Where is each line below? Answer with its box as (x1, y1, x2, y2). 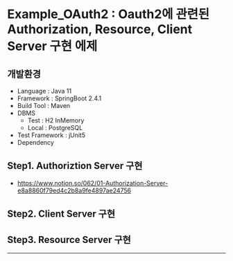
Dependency (17, 138, 54, 146)
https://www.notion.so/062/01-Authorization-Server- (17, 179, 169, 187)
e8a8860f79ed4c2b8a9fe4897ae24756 (17, 186, 132, 195)
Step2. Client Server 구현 (7, 208, 116, 220)
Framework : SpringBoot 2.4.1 (17, 94, 102, 102)
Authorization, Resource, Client (7, 21, 193, 37)
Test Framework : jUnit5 (17, 131, 86, 139)
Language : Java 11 (17, 87, 71, 95)
